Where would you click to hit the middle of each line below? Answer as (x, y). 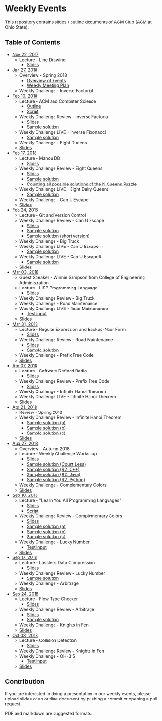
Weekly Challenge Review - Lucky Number (62, 573)
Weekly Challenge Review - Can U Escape (62, 220)
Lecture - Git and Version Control (53, 215)
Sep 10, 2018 (25, 495)
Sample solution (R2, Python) (56, 479)
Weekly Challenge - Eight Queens (53, 143)
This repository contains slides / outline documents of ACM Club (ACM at (79, 22)
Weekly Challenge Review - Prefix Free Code (64, 381)
